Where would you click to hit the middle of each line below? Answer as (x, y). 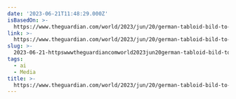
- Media (25, 72)
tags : (15, 59)
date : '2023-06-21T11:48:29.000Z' (58, 14)
